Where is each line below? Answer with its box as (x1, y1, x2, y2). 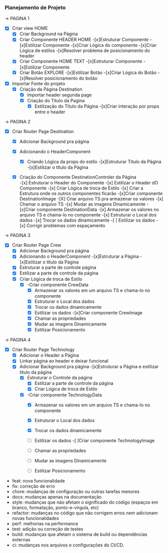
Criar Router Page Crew (12, 242, 61, 248)
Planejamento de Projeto (5, 4, 66, 11)
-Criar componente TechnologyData (27, 392, 102, 398)
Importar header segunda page (27, 92, 92, 98)
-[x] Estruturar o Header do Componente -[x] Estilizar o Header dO (19, 180, 158, 186)
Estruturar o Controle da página (27, 375, 93, 381)
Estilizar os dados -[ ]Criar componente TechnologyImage (34, 437, 155, 443)
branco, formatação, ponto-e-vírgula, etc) (12, 505, 99, 511)
